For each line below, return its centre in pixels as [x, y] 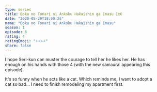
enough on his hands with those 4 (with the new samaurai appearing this [78, 64]
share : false [18, 46]
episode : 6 [16, 32]
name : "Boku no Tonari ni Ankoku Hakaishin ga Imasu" [61, 23]
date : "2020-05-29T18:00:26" [34, 18]
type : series [18, 9]
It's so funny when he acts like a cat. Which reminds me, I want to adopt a [79, 79]
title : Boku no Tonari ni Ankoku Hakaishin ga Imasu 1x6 [64, 14]
